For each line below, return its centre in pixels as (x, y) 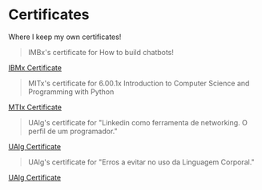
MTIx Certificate (35, 107)
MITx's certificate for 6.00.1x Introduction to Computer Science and (139, 83)
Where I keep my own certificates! (65, 37)
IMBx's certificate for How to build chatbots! (101, 52)
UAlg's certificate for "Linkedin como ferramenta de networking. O (138, 122)
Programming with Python (71, 91)
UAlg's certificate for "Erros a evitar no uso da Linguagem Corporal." (141, 162)
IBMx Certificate (35, 67)
